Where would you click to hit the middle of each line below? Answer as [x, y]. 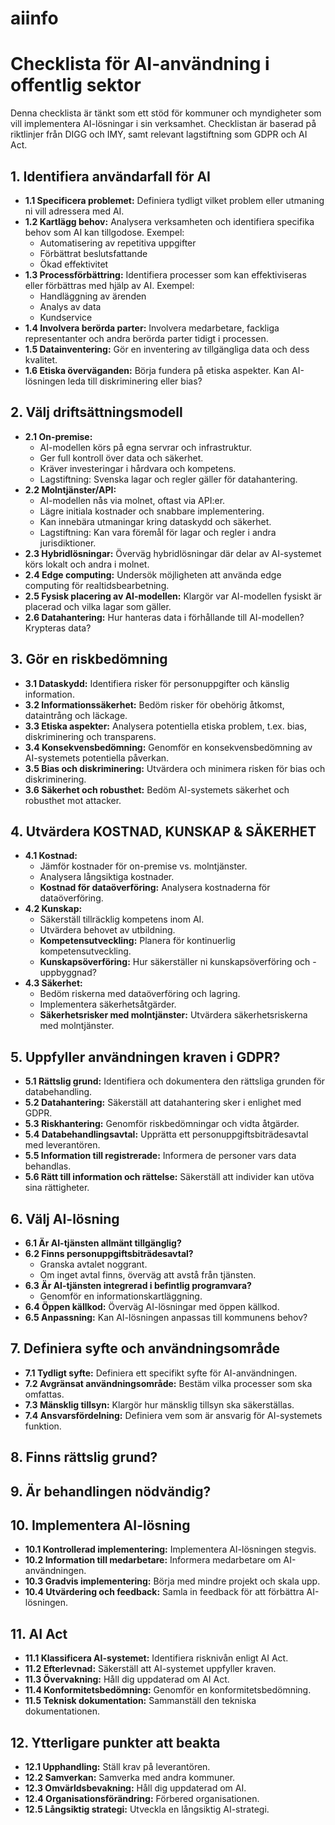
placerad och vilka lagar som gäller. [98, 606]
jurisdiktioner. [68, 543]
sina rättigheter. [57, 1188]
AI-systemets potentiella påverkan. [97, 758]
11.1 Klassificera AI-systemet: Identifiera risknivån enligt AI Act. [156, 1658]
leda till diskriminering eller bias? [135, 381]
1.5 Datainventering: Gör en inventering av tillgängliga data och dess [167, 349]
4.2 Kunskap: [53, 909]
